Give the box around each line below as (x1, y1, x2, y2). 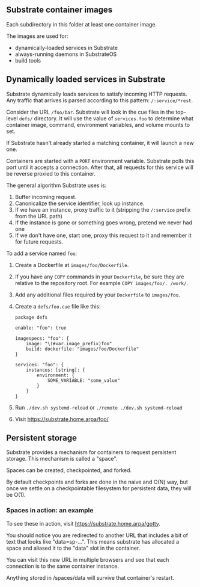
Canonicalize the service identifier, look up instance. (14, 200, 145, 207)
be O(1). (6, 491, 26, 499)
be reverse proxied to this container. (6, 170, 96, 177)
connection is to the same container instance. (6, 562, 119, 570)
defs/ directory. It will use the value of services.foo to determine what (19, 114, 194, 122)
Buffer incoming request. (14, 193, 77, 200)
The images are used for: (6, 32, 68, 40)
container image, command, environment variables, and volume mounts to (6, 121, 190, 128)
